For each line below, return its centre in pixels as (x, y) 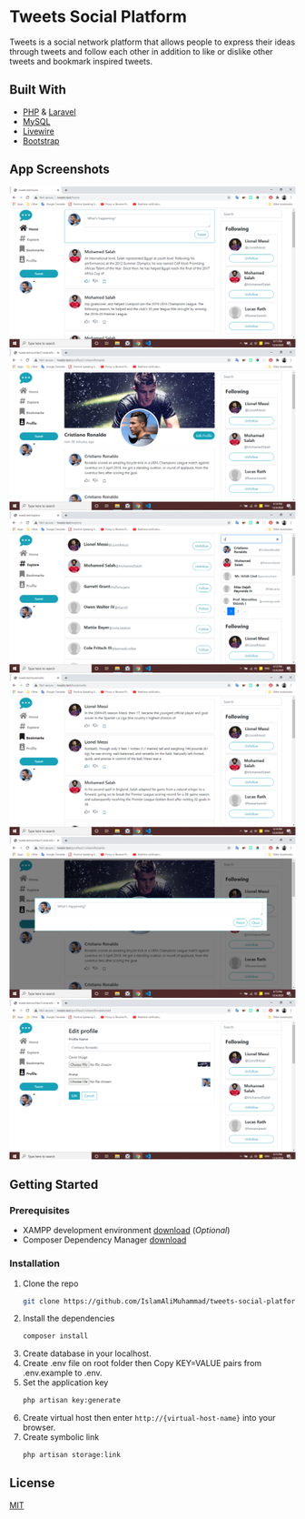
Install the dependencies (69, 1318)
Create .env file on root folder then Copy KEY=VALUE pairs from (142, 1363)
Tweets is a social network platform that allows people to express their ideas (152, 42)
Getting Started (54, 1184)
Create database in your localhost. (87, 1353)
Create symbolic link (61, 1437)
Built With (38, 90)
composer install (55, 1336)
